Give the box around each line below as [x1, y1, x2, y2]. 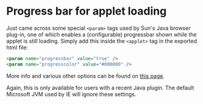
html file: [6, 44, 29, 51]
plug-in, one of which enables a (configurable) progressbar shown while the [6, 30, 197, 38]
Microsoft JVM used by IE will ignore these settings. [6, 90, 137, 98]
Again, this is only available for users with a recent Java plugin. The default [6, 84, 194, 91]
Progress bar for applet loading [6, 4, 167, 18]
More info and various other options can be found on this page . [6, 72, 165, 80]
